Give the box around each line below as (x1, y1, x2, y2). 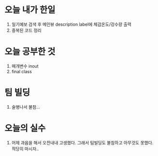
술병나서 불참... (11, 104, 41, 109)
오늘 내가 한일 (4, 4, 56, 16)
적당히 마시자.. (11, 146, 39, 152)
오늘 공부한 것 (4, 47, 56, 57)
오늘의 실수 (4, 123, 46, 134)
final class (11, 68, 32, 74)
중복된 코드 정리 (11, 27, 42, 33)
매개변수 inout (11, 63, 39, 69)
